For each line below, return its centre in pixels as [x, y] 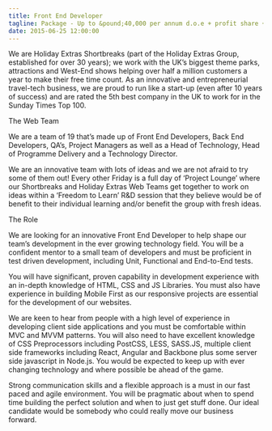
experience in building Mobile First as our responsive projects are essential [134, 294]
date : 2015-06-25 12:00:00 [54, 31]
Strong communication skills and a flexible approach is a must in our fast [130, 386]
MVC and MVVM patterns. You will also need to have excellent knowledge [132, 336]
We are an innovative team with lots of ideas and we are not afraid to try [128, 170]
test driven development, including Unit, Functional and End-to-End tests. [131, 261]
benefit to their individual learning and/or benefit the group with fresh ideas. [135, 204]
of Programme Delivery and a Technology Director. [93, 154]
